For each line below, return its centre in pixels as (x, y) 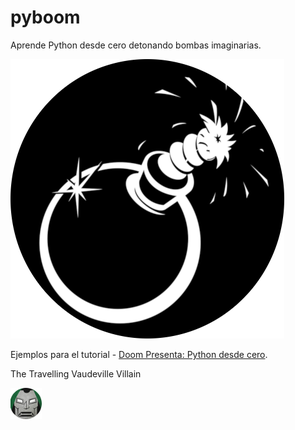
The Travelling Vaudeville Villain (76, 373)
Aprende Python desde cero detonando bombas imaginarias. (136, 45)
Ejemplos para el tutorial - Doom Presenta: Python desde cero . (139, 354)
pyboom (45, 17)
